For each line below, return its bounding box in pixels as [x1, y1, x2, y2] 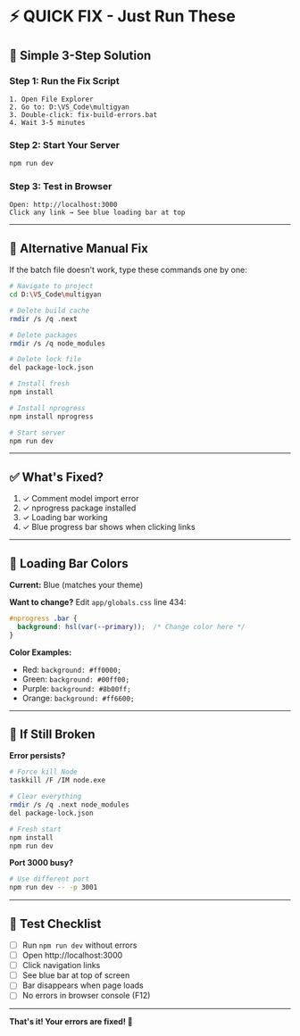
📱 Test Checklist [9, 916, 102, 932]
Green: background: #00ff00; [21, 674, 130, 684]
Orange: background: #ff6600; [21, 692, 135, 703]
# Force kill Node [9, 767, 78, 776]
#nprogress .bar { [9, 614, 78, 624]
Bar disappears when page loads [21, 980, 145, 990]
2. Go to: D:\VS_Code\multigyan [9, 103, 129, 112]
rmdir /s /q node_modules [9, 339, 105, 348]
